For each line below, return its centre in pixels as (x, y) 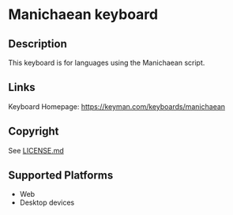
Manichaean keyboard (83, 15)
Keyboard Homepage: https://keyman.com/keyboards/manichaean (117, 106)
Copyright (34, 132)
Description (38, 44)
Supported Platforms (61, 175)
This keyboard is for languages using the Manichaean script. (107, 62)
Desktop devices (47, 202)
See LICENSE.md (36, 150)
